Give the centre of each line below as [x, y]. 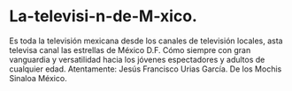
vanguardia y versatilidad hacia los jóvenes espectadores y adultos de [137, 59]
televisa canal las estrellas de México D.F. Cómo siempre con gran [130, 49]
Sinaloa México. [38, 78]
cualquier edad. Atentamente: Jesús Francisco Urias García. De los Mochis [146, 69]
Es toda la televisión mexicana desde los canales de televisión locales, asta [146, 41]
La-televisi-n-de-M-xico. [103, 16]
